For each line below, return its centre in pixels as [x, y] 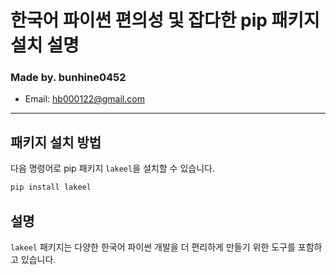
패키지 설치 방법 [56, 142]
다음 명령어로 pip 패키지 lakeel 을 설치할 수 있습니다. [112, 168]
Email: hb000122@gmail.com [84, 99]
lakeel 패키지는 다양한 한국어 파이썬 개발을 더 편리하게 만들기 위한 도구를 [153, 247]
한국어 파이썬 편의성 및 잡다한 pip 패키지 [165, 20]
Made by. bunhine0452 [68, 78]
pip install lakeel [51, 187]
